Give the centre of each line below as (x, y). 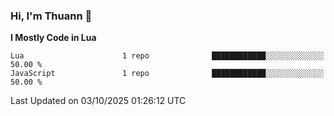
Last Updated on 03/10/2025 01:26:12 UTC (98, 101)
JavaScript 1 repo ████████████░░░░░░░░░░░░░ (167, 74)
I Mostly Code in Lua (53, 38)
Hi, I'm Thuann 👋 (51, 16)
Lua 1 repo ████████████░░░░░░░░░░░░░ (167, 56)
